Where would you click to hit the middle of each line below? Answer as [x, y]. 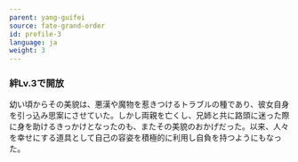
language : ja [33, 42]
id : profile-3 [36, 34]
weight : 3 [28, 51]
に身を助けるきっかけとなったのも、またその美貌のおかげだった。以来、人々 [149, 126]
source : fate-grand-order [57, 26]
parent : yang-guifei [48, 17]
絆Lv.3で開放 [37, 84]
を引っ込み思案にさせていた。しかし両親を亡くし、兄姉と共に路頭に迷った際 [149, 116]
